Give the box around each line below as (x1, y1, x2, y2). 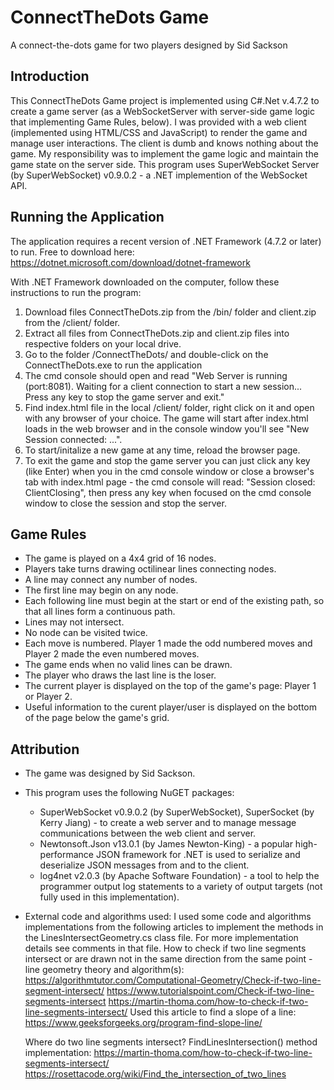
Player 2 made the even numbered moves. (24, 648, 200, 660)
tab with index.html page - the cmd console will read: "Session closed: (24, 476, 316, 488)
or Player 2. (24, 691, 73, 703)
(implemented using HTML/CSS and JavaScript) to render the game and (10, 126, 308, 138)
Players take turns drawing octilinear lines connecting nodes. (24, 563, 277, 575)
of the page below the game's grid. (24, 712, 170, 724)
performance (39, 849, 95, 861)
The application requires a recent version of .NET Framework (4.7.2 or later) (10, 235, 322, 247)
